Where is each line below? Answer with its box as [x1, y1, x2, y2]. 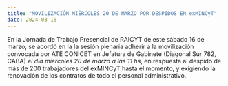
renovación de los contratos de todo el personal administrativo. [7, 71, 187, 79]
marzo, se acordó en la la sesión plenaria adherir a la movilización [7, 42, 194, 51]
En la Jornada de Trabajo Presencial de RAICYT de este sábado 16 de [7, 35, 205, 43]
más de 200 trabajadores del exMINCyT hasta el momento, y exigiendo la [7, 64, 216, 72]
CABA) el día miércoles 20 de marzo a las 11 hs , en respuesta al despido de [7, 57, 222, 65]
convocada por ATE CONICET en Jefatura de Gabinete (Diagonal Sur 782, [7, 49, 217, 58]
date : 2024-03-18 [7, 16, 57, 23]
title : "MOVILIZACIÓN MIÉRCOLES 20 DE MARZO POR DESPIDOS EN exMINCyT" [7, 10, 217, 17]
